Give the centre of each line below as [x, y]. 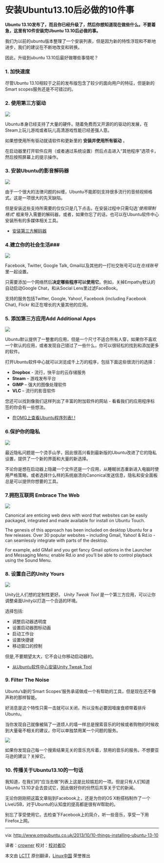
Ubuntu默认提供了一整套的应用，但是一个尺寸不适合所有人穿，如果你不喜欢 [81, 339]
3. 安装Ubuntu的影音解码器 [37, 171]
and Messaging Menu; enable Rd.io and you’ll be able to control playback [79, 555]
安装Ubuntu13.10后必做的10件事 [70, 10]
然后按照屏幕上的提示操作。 [33, 157]
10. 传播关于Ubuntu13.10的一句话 [44, 770]
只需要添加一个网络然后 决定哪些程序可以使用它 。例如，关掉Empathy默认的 [80, 282]
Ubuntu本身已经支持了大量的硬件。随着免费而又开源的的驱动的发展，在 [77, 124]
